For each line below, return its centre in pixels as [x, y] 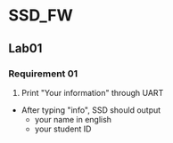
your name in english [73, 119]
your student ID [63, 129]
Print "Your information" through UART [92, 92]
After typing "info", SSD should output [91, 110]
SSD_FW [41, 16]
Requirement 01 [43, 74]
